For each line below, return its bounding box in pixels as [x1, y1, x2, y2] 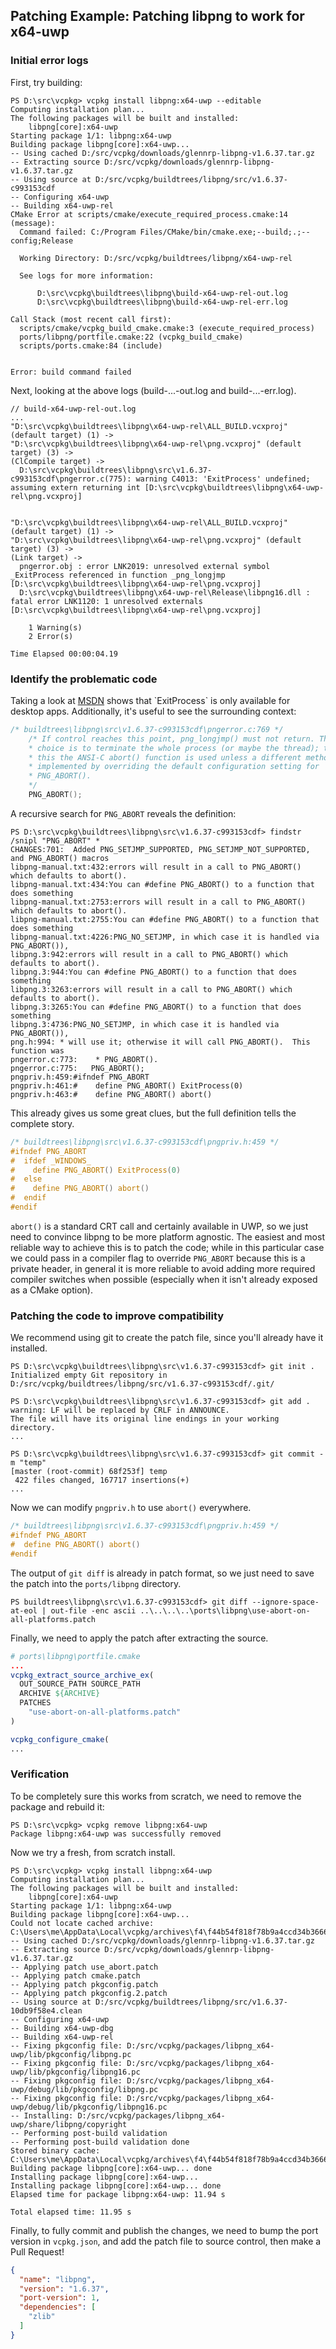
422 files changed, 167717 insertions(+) [14, 1475, 190, 1486]
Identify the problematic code [10, 672, 158, 686]
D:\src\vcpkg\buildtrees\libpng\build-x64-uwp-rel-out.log [36, 288, 288, 298]
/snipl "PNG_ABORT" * [10, 835, 101, 846]
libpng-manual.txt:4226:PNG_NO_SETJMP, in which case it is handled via [10, 932, 320, 942]
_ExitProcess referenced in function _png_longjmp [10, 570, 226, 580]
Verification [10, 1767, 70, 1781]
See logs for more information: [19, 270, 155, 281]
